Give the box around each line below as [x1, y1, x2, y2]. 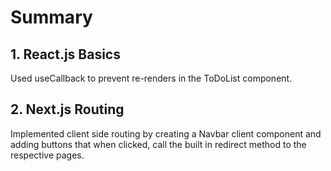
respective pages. [10, 149, 85, 161]
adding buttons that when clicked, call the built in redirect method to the [10, 138, 307, 150]
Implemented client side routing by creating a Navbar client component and [10, 127, 322, 140]
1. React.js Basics [10, 46, 121, 63]
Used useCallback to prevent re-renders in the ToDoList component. [10, 72, 293, 84]
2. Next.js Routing [10, 101, 125, 118]
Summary [10, 6, 93, 29]
